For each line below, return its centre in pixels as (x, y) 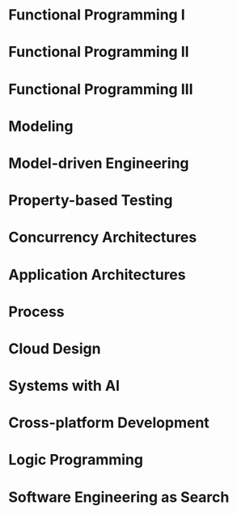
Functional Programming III (101, 89)
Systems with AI (64, 386)
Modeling (41, 126)
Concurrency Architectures (103, 238)
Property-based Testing (91, 201)
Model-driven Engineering (99, 163)
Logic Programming (76, 460)
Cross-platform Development (109, 423)
